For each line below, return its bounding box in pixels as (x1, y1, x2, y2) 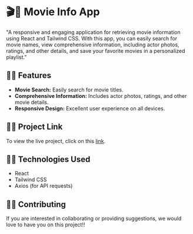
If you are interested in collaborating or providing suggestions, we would (6, 215, 182, 222)
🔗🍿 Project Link (6, 122, 63, 132)
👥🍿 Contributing (6, 199, 66, 209)
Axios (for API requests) (14, 182, 73, 189)
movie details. (14, 99, 49, 106)
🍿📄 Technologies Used (6, 154, 91, 164)
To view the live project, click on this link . (6, 137, 106, 144)
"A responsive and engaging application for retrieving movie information (6, 28, 181, 36)
